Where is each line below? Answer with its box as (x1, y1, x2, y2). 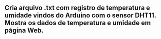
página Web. (4, 26, 44, 35)
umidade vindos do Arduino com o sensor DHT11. (4, 12, 157, 20)
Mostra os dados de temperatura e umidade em (4, 19, 151, 27)
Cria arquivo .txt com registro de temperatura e (4, 4, 150, 12)
